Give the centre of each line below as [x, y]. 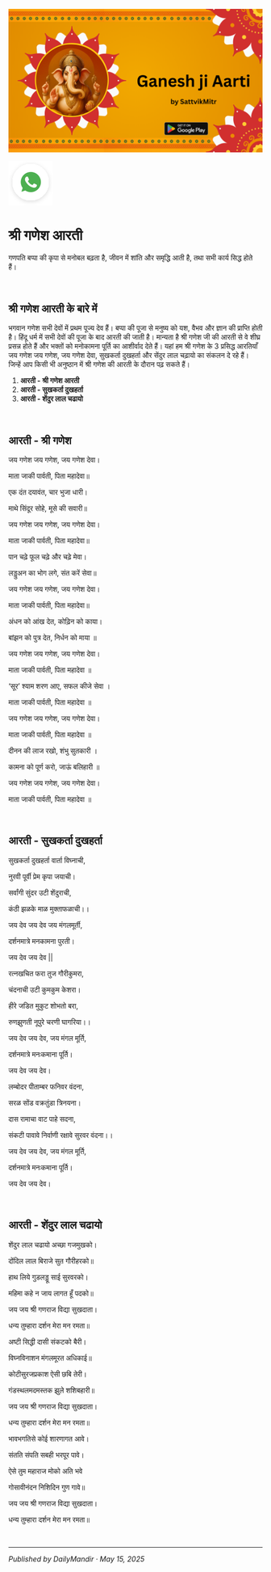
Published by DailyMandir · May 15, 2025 [77, 1559]
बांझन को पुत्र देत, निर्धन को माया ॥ [52, 638]
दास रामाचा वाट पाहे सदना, [42, 1119]
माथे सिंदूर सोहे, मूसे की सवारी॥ [48, 508]
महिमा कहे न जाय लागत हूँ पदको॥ [51, 1293]
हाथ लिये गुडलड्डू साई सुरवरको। [48, 1277]
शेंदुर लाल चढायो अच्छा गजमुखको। [53, 1245]
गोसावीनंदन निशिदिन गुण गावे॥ [47, 1487]
